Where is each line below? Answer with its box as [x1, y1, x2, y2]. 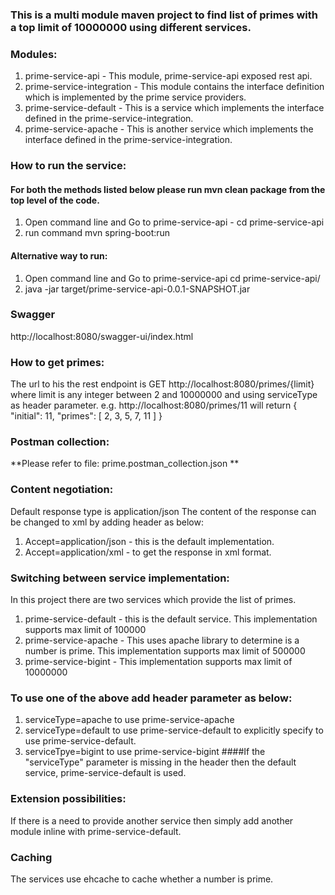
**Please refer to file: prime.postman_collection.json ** [10, 458, 240, 470]
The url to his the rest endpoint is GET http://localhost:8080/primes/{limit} [10, 378, 315, 390]
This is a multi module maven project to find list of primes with [10, 8, 319, 22]
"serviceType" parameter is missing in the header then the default [24, 756, 297, 768]
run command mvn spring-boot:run [24, 227, 171, 239]
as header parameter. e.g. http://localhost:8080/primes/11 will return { [10, 399, 298, 412]
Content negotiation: [10, 483, 114, 497]
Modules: [10, 47, 58, 61]
